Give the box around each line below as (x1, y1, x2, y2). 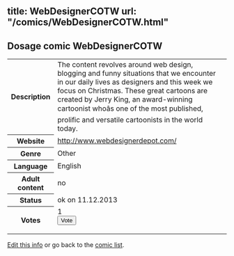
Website (16, 136, 45, 145)
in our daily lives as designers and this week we (57, 77, 213, 87)
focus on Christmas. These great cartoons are (57, 86, 208, 96)
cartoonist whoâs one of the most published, (57, 104, 203, 113)
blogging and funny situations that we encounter (57, 69, 216, 79)
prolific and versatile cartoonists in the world (57, 115, 203, 125)
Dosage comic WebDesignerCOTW (7, 40, 163, 51)
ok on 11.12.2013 (57, 195, 118, 205)
